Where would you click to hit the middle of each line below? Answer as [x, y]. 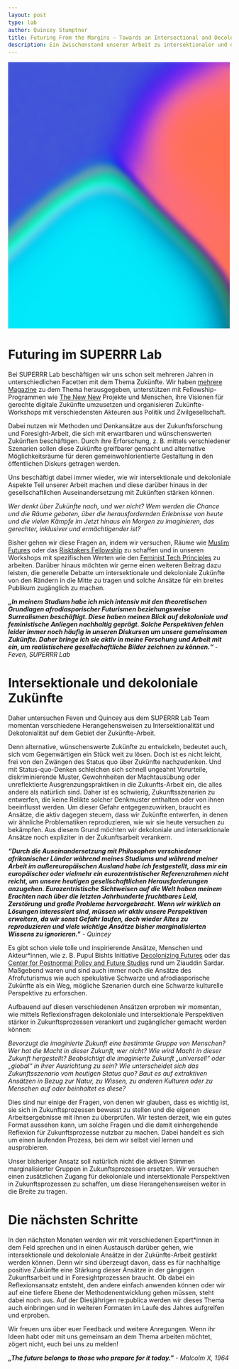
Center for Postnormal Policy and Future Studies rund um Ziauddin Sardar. [116, 963]
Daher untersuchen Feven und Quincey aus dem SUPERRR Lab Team [109, 718]
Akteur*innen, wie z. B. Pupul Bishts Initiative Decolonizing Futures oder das [119, 955]
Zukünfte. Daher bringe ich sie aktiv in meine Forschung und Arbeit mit [115, 640]
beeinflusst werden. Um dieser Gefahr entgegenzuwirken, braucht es [109, 807]
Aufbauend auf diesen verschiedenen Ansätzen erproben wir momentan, [115, 1007]
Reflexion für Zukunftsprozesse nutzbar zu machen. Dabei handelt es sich [116, 1132]
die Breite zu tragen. [38, 1191]
